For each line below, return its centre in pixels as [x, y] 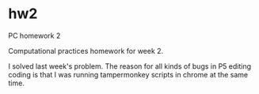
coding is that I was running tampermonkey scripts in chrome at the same [128, 74]
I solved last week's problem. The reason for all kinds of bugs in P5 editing [130, 66]
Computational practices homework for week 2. [86, 51]
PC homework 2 [34, 36]
